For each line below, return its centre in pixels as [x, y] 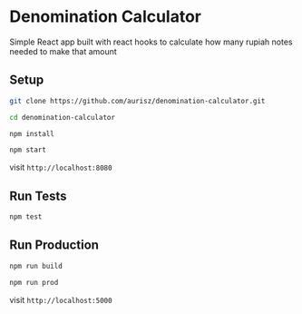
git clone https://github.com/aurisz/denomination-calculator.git [137, 101]
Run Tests [38, 196]
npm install [32, 133]
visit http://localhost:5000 [61, 299]
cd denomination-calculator [63, 117]
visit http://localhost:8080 [61, 167]
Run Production [54, 245]
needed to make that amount [63, 51]
